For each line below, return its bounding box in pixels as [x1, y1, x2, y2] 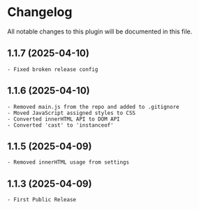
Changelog [7, 4, 73, 20]
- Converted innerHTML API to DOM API [7, 116, 120, 123]
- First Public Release [7, 196, 77, 203]
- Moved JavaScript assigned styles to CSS [7, 109, 136, 116]
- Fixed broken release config [7, 65, 98, 73]
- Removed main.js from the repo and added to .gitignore [7, 103, 179, 110]
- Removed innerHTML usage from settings [7, 159, 130, 166]
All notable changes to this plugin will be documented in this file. [7, 27, 193, 36]
